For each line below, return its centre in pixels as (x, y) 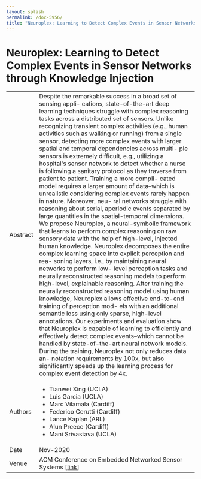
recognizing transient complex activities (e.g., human (113, 126)
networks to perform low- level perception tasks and (113, 269)
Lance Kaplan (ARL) (77, 419)
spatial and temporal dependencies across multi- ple (113, 149)
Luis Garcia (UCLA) (76, 397)
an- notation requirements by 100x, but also (101, 359)
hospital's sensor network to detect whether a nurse (112, 164)
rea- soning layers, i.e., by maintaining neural (102, 261)
